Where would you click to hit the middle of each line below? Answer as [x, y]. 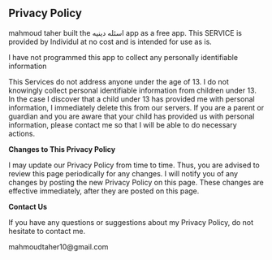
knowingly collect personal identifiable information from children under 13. [133, 90]
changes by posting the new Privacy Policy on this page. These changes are [136, 182]
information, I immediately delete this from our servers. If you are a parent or [136, 107]
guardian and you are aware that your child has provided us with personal [132, 116]
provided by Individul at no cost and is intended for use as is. [110, 41]
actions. [22, 133]
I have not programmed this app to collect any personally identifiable [123, 57]
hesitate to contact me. [47, 231]
